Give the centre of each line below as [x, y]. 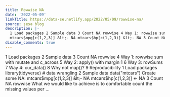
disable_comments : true [30, 43]
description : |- [22, 29]
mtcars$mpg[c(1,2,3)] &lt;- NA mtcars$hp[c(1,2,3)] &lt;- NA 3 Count [84, 38]
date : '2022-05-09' [26, 15]
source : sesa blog [25, 24]
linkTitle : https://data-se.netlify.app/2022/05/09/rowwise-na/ [74, 19]
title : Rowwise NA [25, 10]
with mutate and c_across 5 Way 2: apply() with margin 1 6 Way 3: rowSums [84, 62]
